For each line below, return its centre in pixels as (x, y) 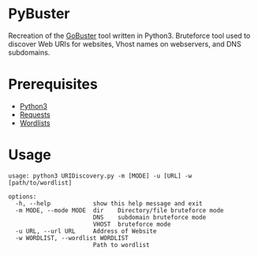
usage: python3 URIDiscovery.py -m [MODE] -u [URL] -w (100, 176)
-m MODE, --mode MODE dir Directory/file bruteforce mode (120, 210)
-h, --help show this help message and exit (109, 203)
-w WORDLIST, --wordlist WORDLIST (72, 238)
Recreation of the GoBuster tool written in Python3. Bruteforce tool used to (129, 36)
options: (22, 197)
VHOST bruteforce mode (132, 224)
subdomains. (29, 52)
